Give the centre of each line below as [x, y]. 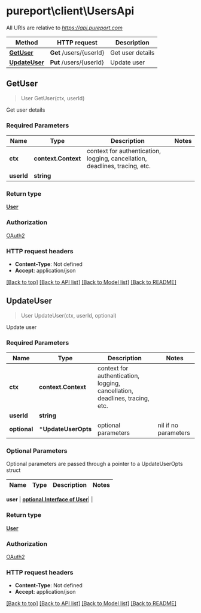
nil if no [168, 426]
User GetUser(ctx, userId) [53, 98]
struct [13, 470]
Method [27, 42]
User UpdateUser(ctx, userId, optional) [68, 315]
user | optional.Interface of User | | [50, 500]
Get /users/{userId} [77, 52]
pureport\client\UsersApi [70, 11]
